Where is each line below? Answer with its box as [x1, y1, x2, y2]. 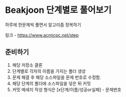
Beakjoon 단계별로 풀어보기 [5, 4, 112, 16]
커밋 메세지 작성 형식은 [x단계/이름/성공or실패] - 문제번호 [12, 87, 122, 93]
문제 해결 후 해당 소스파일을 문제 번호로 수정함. [12, 74, 101, 80]
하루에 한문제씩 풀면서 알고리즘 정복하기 [5, 22, 81, 28]
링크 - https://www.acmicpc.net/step [5, 32, 79, 38]
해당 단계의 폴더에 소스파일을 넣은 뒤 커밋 [12, 80, 91, 86]
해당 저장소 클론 [12, 62, 43, 68]
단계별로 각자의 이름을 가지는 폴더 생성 [12, 68, 86, 74]
